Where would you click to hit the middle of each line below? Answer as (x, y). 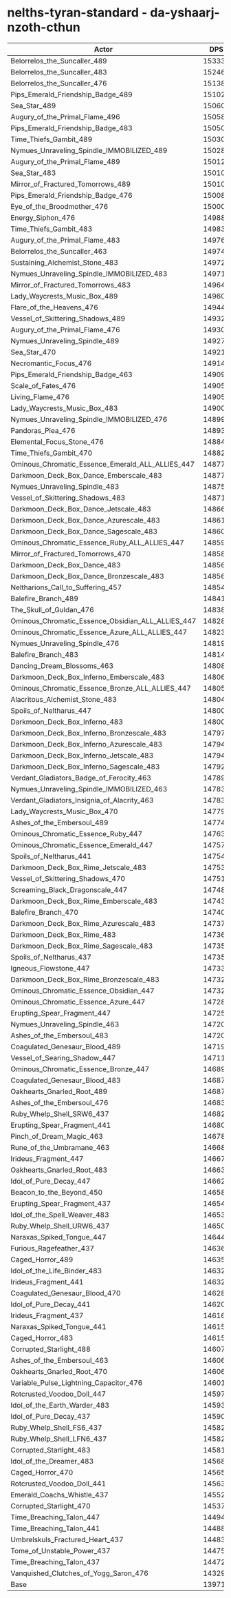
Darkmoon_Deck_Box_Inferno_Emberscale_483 (88, 677)
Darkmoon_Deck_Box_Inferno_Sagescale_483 (85, 767)
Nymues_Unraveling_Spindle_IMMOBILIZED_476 (89, 419)
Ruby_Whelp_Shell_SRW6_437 (60, 1113)
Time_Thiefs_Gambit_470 (52, 453)
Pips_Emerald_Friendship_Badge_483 (71, 128)
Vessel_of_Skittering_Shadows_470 (68, 878)
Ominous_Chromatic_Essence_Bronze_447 (80, 1069)
